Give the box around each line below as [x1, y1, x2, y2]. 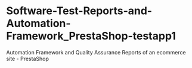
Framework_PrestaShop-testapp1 [6, 30, 176, 43]
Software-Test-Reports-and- [6, 4, 153, 18]
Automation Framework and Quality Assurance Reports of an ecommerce [6, 48, 186, 56]
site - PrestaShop [6, 55, 49, 62]
